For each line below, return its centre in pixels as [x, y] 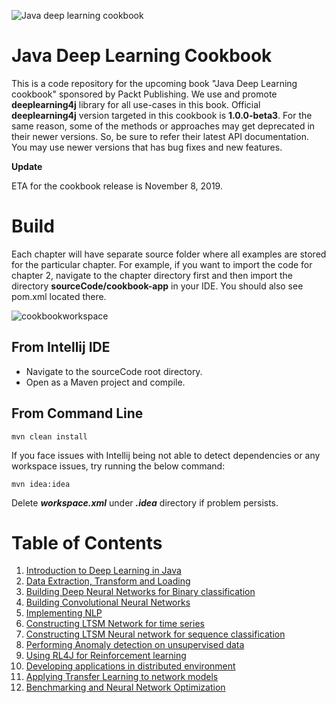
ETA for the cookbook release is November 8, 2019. [117, 186]
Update [27, 166]
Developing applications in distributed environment [130, 666]
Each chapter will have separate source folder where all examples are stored [169, 254]
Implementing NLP [64, 613]
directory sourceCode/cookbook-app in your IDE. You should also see [157, 286]
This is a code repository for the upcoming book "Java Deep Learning [154, 83]
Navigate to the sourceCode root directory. [114, 371]
